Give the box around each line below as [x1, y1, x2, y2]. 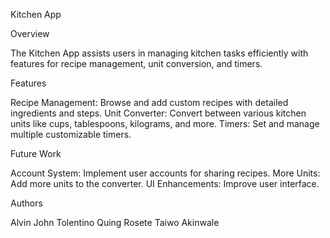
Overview [10, 28, 50, 39]
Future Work [10, 148, 62, 159]
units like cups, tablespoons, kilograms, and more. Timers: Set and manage [10, 118, 320, 129]
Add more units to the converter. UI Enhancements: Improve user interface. [10, 178, 320, 189]
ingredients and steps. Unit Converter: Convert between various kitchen [10, 107, 307, 119]
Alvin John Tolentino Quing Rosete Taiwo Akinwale [10, 217, 220, 228]
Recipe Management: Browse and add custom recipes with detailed [10, 97, 289, 108]
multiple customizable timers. [10, 129, 132, 140]
